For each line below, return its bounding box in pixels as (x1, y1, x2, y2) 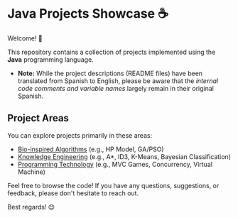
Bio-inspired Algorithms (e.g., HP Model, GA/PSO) (17, 145, 165, 153)
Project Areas (7, 112, 70, 124)
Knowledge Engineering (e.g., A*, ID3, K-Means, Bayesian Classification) (17, 152, 231, 160)
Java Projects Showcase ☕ (7, 6, 169, 22)
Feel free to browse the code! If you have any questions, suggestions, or (7, 181, 220, 190)
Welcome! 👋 (7, 33, 43, 43)
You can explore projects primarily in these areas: (7, 131, 153, 139)
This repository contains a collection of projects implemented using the (7, 48, 216, 56)
